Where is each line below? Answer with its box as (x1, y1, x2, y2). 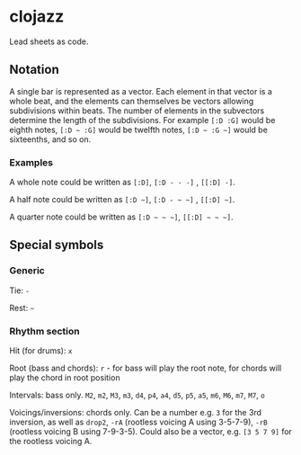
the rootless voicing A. (9, 436, 93, 447)
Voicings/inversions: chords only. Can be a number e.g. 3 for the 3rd (9, 407, 262, 418)
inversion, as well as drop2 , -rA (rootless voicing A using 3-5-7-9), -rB (9, 416, 268, 428)
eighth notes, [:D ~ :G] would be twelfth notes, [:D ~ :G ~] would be (9, 124, 268, 135)
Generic (9, 264, 45, 277)
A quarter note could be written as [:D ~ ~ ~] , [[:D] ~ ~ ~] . (9, 211, 234, 222)
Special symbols (9, 237, 104, 253)
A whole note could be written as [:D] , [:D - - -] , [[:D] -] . (9, 177, 235, 188)
